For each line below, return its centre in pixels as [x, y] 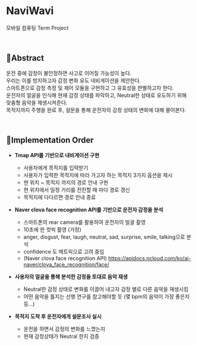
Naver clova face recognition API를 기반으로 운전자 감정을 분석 [89, 210]
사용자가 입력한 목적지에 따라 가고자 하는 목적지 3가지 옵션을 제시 [98, 175]
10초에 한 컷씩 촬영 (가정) [52, 229]
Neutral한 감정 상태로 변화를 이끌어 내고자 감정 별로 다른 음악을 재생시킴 [106, 289]
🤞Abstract [25, 58]
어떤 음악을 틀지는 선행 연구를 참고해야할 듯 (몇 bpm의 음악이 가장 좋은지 [106, 296]
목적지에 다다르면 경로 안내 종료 [59, 197]
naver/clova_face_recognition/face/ [66, 264]
